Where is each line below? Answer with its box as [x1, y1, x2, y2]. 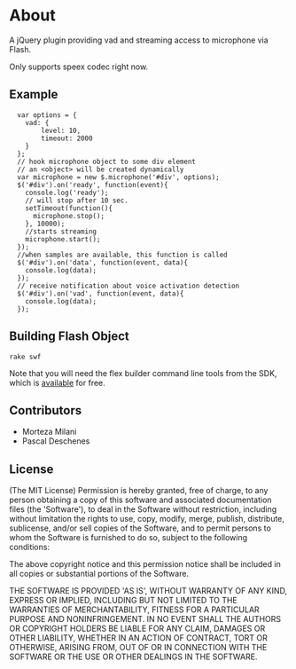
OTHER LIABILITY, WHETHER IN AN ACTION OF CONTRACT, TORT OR [9, 633, 268, 643]
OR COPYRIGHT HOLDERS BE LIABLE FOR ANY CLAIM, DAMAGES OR [9, 623, 266, 634]
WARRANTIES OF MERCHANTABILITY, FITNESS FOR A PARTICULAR [9, 604, 260, 615]
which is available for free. [9, 377, 106, 388]
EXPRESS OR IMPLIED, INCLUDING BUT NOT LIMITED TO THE [9, 595, 238, 606]
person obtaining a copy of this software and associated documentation [9, 494, 272, 506]
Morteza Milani [21, 427, 77, 437]
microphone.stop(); [32, 211, 105, 220]
